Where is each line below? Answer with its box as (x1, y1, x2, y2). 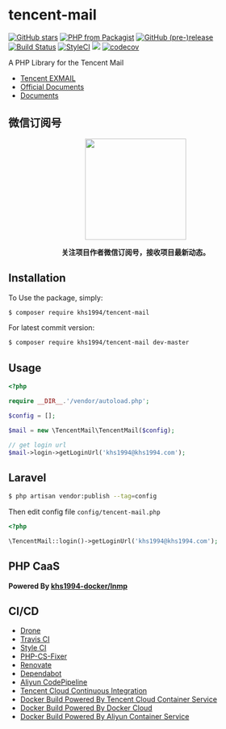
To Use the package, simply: (8, 293, 103, 303)
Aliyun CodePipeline (19, 677, 88, 687)
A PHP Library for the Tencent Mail (8, 57, 124, 67)
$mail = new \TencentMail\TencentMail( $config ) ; (8, 426, 175, 434)
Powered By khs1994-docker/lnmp (8, 581, 128, 591)
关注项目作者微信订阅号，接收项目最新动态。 (61, 247, 210, 256)
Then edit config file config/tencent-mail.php (8, 507, 161, 517)
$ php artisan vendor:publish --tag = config (8, 492, 157, 501)
